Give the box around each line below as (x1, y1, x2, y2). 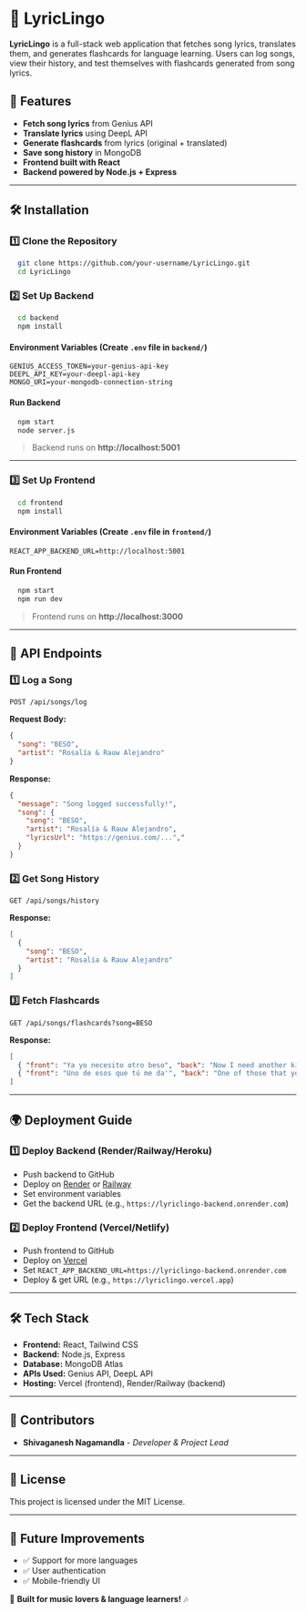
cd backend (17, 313, 59, 322)
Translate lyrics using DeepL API (22, 128, 148, 138)
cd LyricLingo (17, 268, 71, 277)
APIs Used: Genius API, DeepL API (22, 1368, 153, 1379)
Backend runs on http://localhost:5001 (31, 442, 180, 454)
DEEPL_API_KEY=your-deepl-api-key (9, 370, 141, 379)
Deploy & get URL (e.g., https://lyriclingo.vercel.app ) (22, 1274, 234, 1285)
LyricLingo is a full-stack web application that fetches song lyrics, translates (9, 38, 296, 49)
